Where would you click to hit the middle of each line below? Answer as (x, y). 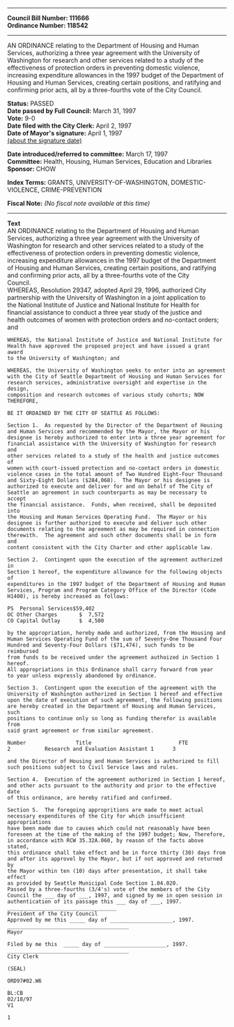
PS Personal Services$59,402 (51, 608)
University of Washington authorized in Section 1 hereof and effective (115, 694)
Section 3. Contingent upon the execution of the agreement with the (112, 688)
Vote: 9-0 (22, 118)
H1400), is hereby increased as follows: (68, 597)
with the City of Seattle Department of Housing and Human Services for (115, 377)
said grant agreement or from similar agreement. (81, 730)
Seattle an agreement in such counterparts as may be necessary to (107, 493)
